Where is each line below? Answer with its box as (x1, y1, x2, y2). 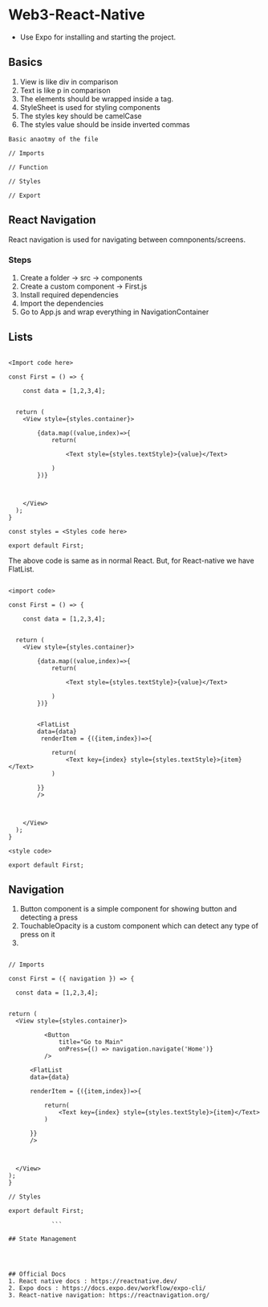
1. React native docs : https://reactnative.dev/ (8, 1277, 178, 1285)
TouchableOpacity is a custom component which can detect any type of (19, 921, 259, 931)
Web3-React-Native (8, 6, 146, 24)
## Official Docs (8, 1270, 67, 1279)
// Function (8, 163, 48, 171)
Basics (8, 55, 43, 69)
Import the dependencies (19, 298, 104, 308)
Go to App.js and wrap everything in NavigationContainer (19, 307, 209, 317)
